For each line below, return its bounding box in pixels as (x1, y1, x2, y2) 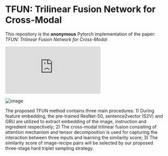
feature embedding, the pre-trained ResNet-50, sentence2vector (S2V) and (5, 113, 163, 119)
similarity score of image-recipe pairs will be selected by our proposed (5, 140, 153, 146)
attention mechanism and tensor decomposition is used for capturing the (5, 129, 158, 135)
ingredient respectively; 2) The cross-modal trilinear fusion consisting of (5, 124, 157, 130)
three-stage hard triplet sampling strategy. (5, 145, 94, 151)
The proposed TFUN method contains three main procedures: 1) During (5, 108, 155, 114)
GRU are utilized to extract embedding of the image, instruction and (5, 118, 147, 124)
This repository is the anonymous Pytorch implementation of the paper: (5, 31, 156, 37)
